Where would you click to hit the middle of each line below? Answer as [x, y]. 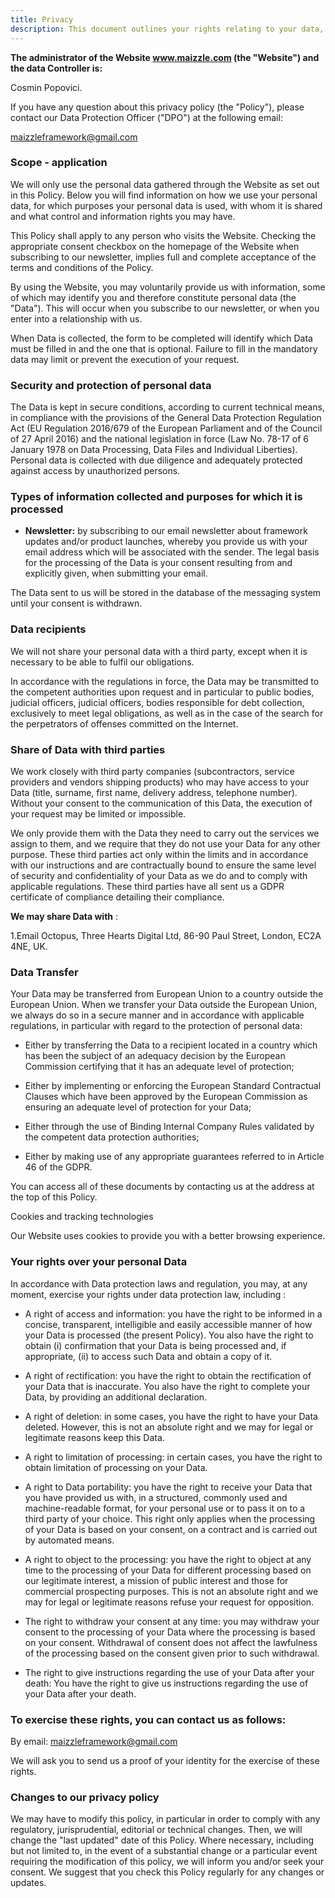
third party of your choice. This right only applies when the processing [170, 1518]
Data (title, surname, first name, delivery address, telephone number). [154, 792]
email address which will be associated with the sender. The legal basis [172, 552]
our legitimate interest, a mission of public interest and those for [156, 1580]
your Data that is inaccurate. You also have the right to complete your [167, 1386]
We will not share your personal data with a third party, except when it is [159, 651]
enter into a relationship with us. [76, 318]
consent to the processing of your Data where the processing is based [170, 1632]
